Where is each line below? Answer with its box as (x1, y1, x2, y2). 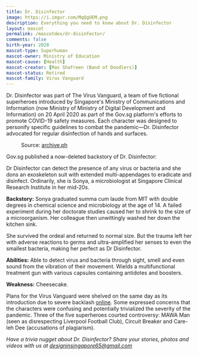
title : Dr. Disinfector (6, 8, 66, 15)
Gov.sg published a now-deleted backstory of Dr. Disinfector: (6, 153, 157, 160)
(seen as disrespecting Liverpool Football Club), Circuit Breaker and (6, 318, 173, 325)
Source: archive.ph (21, 142, 68, 149)
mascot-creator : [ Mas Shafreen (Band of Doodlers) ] (6, 64, 137, 71)
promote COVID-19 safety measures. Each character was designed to (6, 117, 177, 124)
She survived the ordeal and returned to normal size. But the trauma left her (6, 232, 192, 240)
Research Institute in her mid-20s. (6, 183, 89, 191)
